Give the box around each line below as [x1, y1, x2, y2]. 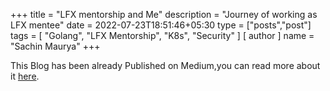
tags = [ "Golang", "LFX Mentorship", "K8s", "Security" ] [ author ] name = [10, 30, 315, 41]
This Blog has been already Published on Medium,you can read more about [10, 60, 321, 71]
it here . [10, 70, 40, 82]
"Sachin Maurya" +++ [10, 40, 101, 52]
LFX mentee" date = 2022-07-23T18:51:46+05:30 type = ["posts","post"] [10, 19, 312, 31]
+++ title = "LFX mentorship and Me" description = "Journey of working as [10, 9, 318, 20]
